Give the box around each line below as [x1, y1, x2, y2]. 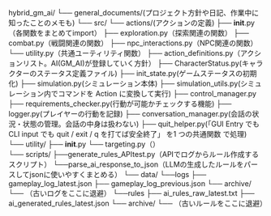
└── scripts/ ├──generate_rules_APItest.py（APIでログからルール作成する [8, 150, 260, 159]
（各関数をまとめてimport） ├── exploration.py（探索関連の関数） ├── [8, 28, 249, 37]
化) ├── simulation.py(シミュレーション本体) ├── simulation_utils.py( [8, 78, 241, 88]
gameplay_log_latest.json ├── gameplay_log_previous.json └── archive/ [8, 179, 252, 188]
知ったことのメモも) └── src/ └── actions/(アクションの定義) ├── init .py [8, 18, 256, 28]
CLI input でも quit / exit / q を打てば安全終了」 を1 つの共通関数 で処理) [8, 129, 247, 138]
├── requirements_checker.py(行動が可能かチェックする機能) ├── [8, 99, 232, 108]
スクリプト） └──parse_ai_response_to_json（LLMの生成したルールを [8, 159, 244, 169]
